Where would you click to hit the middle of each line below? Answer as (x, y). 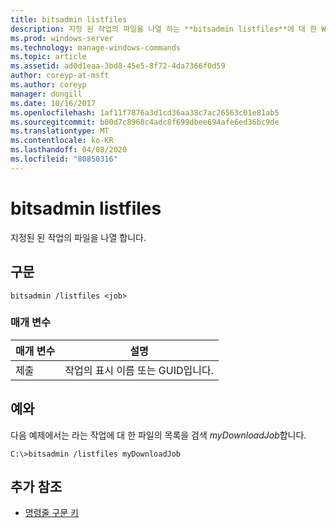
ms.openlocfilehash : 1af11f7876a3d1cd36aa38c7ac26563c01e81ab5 (145, 112)
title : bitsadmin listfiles (69, 19)
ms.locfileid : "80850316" (64, 159)
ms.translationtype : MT (60, 131)
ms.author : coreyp (48, 85)
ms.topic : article (48, 57)
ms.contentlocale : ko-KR (62, 141)
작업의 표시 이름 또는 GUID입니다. (139, 370)
